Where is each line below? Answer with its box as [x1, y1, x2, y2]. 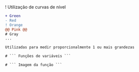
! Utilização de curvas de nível [5, 4, 66, 10]
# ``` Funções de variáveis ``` [5, 54, 71, 59]
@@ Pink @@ [5, 27, 27, 32]
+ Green [5, 14, 21, 18]
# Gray [5, 32, 19, 36]
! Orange [5, 22, 23, 27]
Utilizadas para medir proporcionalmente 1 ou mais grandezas [5, 45, 135, 50]
